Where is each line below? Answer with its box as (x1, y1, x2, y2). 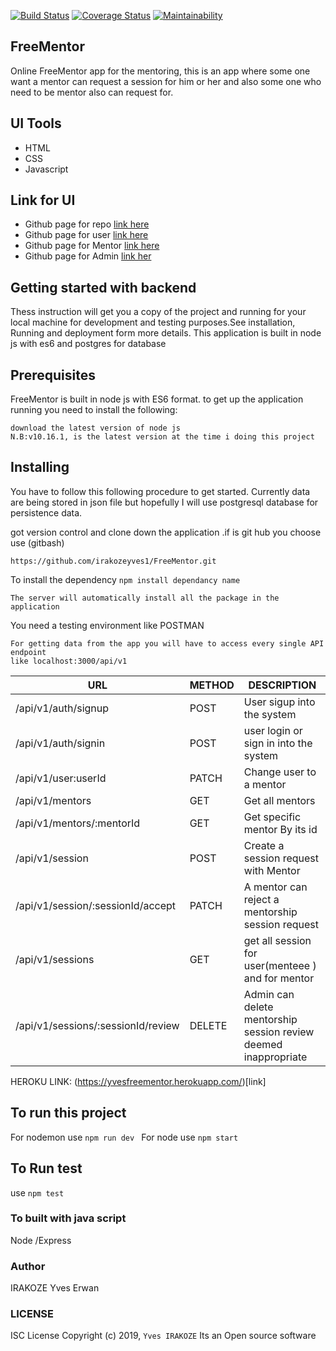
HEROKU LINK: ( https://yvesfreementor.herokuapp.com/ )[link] (10, 1075, 267, 1087)
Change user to (243, 765, 317, 779)
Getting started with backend (10, 279, 197, 296)
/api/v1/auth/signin (15, 736, 106, 750)
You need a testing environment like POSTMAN (10, 619, 205, 631)
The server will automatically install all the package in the (10, 593, 280, 603)
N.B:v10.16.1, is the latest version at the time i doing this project (10, 432, 315, 442)
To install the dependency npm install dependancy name (10, 573, 241, 585)
